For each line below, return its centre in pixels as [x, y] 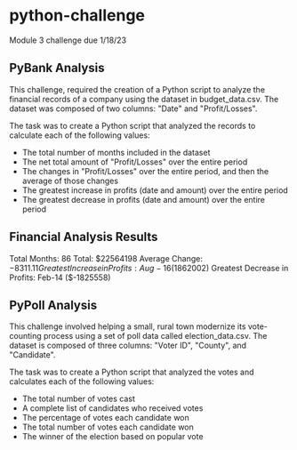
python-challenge [77, 16]
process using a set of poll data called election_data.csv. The [155, 336]
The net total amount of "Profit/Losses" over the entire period [135, 162]
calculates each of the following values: [82, 382]
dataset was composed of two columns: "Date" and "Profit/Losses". [133, 108]
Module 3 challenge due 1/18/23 [68, 40]
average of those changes [70, 181]
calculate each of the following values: [80, 135]
